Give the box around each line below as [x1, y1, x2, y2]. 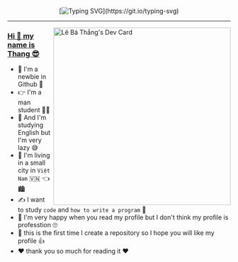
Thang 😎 [7, 48, 40, 58]
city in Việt [17, 166, 51, 175]
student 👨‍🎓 [17, 106, 50, 114]
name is [7, 40, 35, 50]
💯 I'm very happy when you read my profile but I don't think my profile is [17, 213, 229, 222]
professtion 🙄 [17, 221, 58, 229]
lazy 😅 [17, 143, 39, 152]
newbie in [17, 72, 47, 81]
